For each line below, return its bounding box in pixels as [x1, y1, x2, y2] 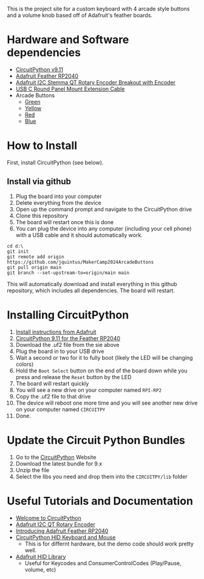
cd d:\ [7, 243, 24, 249]
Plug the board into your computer [15, 193, 102, 200]
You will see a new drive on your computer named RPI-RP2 [15, 386, 162, 394]
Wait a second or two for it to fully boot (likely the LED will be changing [15, 354, 193, 361]
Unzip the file [15, 466, 50, 473]
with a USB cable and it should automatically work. [15, 231, 143, 239]
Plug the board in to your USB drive [15, 348, 104, 355]
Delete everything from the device [15, 199, 102, 206]
